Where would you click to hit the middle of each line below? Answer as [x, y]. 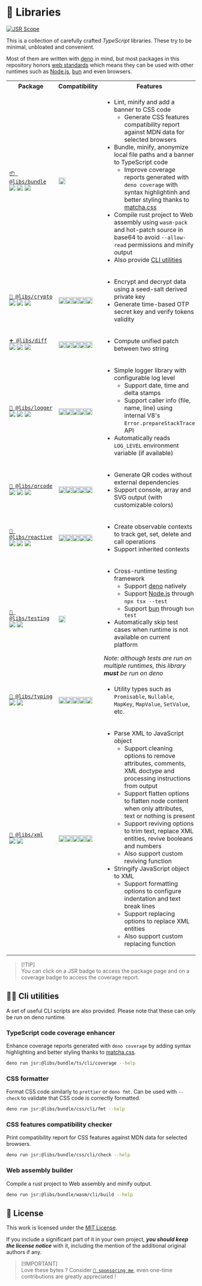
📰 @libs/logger [31, 408]
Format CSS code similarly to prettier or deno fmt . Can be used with [92, 1092]
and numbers [143, 846]
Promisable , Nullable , [144, 696]
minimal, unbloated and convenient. [50, 47]
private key [130, 296]
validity [124, 319]
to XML [124, 876]
